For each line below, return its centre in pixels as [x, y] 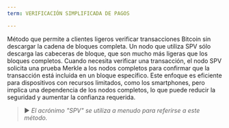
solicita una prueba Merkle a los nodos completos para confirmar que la [108, 68]
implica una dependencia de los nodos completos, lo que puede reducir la [111, 90]
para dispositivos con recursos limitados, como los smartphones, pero [106, 82]
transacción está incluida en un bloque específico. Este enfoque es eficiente [114, 75]
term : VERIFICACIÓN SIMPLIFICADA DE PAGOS [68, 13]
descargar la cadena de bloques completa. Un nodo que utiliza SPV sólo [109, 46]
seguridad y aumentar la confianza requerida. [71, 97]
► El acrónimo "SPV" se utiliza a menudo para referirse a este [112, 110]
